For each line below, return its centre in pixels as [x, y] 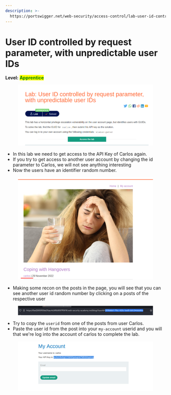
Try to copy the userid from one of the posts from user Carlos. [78, 324]
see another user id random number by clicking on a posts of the [81, 293]
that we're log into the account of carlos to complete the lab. [76, 334]
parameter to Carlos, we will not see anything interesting [72, 165]
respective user [29, 299]
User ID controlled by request [68, 42]
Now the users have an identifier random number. [65, 170]
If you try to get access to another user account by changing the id [83, 159]
